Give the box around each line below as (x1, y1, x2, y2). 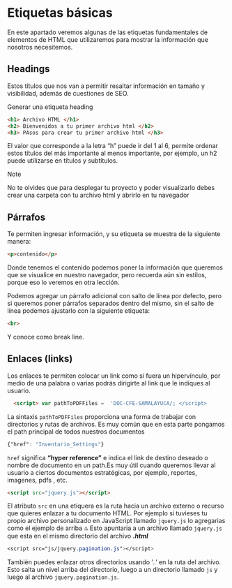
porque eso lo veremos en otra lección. (7, 278, 120, 287)
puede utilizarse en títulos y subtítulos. (7, 156, 118, 165)
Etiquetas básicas (7, 5, 113, 21)
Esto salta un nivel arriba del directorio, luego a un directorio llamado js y (7, 566, 218, 574)
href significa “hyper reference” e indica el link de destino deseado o (7, 453, 208, 462)
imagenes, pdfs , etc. (7, 476, 68, 484)
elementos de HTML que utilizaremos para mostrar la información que (7, 35, 209, 43)
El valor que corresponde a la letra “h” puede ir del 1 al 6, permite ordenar (7, 142, 218, 150)
